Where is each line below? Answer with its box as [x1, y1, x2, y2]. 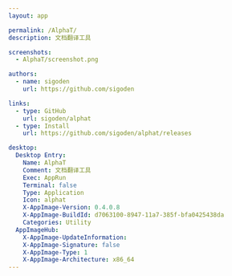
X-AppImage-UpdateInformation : [22, 233, 128, 241]
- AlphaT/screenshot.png [15, 55, 99, 64]
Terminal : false [22, 181, 78, 189]
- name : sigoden [15, 78, 70, 86]
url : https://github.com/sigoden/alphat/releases [22, 129, 193, 137]
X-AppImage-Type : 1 [22, 248, 88, 257]
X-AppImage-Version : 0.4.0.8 [22, 204, 120, 212]
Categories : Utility [22, 218, 92, 226]
